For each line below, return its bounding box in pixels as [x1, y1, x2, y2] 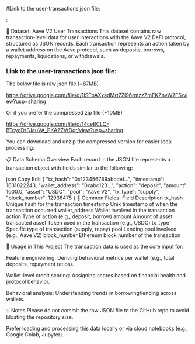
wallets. [6, 295, 25, 303]
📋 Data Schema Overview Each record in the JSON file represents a [6, 156, 170, 163]
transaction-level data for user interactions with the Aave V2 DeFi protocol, [6, 34, 186, 40]
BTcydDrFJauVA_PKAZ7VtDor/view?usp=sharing [6, 127, 124, 134]
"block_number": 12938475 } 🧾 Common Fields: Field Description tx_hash [6, 194, 183, 201]
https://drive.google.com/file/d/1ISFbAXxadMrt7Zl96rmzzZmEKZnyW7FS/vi [6, 92, 188, 99]
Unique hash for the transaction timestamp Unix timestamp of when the [6, 201, 178, 208]
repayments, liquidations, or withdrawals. [6, 53, 105, 59]
